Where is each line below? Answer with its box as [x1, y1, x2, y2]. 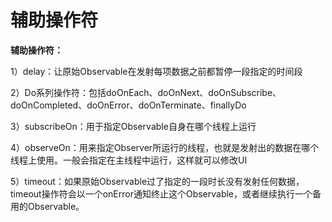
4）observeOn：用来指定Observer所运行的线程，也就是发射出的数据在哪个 [10, 141, 320, 153]
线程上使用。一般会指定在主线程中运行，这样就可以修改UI [10, 154, 248, 166]
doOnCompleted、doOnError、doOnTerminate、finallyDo [10, 99, 247, 111]
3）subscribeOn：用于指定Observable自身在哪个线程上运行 [10, 120, 257, 132]
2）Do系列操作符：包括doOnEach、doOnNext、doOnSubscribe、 [10, 86, 282, 98]
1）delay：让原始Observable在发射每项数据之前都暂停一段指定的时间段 [10, 65, 303, 77]
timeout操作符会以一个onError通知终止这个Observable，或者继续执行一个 [10, 187, 313, 200]
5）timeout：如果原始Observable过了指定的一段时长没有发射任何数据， [10, 175, 305, 187]
